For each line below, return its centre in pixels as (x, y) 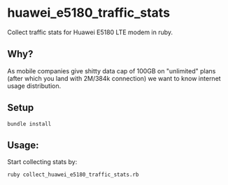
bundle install (29, 124)
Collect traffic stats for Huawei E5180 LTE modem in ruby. (90, 32)
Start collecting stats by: (42, 162)
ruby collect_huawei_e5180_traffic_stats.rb (73, 175)
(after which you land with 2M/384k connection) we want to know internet (114, 78)
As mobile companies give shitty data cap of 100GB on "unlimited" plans (112, 71)
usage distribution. (34, 86)
